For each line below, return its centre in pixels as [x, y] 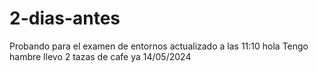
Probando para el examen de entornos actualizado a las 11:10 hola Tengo [159, 46]
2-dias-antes [65, 18]
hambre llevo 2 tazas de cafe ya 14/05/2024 [100, 56]
